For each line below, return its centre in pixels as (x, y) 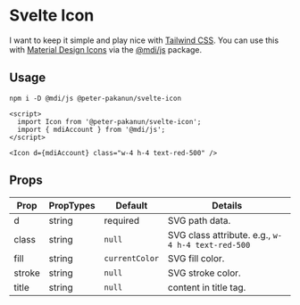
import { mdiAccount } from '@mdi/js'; (92, 129)
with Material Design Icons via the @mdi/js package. (106, 49)
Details (227, 205)
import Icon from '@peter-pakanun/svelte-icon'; (109, 121)
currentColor (132, 258)
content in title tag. (207, 287)
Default (132, 205)
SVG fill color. (196, 258)
